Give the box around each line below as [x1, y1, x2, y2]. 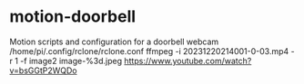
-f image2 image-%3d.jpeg [19, 55, 123, 66]
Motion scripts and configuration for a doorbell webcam [9, 36, 219, 47]
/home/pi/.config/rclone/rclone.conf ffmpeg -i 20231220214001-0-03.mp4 [9, 45, 289, 56]
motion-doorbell [9, 6, 137, 27]
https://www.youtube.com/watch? [124, 55, 252, 66]
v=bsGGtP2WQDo [9, 65, 77, 76]
